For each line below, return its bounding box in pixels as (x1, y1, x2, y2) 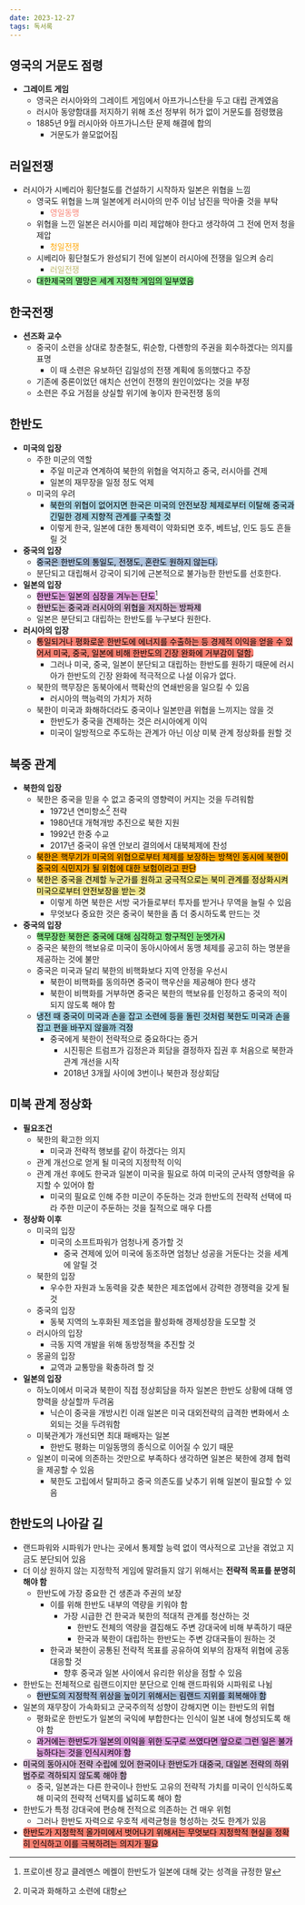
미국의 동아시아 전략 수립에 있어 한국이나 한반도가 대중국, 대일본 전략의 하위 (22, 1758, 290, 1769)
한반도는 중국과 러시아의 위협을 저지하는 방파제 (35, 602, 202, 613)
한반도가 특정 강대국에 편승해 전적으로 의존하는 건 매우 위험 (22, 1804, 231, 1815)
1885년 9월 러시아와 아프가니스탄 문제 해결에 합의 (35, 117, 212, 128)
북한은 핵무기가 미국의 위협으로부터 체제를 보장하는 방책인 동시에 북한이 (35, 851, 289, 861)
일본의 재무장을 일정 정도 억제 (49, 476, 154, 487)
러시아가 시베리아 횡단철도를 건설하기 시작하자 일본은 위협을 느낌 (22, 184, 251, 196)
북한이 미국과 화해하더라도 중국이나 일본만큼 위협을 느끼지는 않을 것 (35, 705, 274, 716)
